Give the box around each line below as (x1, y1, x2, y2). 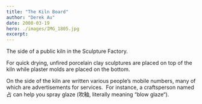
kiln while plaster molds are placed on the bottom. (6, 66, 131, 73)
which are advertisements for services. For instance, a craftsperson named (6, 84, 195, 91)
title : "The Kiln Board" (6, 8, 69, 15)
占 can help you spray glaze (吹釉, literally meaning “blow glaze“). (6, 91, 169, 98)
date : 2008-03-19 (6, 20, 50, 26)
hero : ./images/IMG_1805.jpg (6, 25, 80, 32)
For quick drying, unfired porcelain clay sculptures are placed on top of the (6, 60, 193, 67)
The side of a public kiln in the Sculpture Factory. (6, 47, 128, 55)
